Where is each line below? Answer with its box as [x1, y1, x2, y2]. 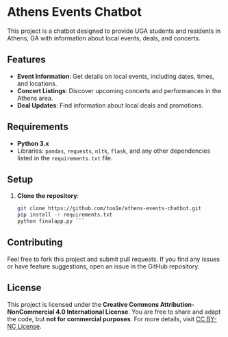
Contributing [7, 237, 63, 249]
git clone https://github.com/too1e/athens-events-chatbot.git [16, 205, 202, 212]
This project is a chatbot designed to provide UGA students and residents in [7, 27, 221, 35]
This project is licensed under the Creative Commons [7, 300, 160, 308]
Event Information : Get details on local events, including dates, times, [16, 72, 214, 80]
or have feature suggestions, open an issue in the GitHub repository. [7, 262, 200, 271]
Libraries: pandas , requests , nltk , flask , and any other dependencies [16, 147, 211, 155]
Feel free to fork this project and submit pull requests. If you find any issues [7, 255, 220, 263]
